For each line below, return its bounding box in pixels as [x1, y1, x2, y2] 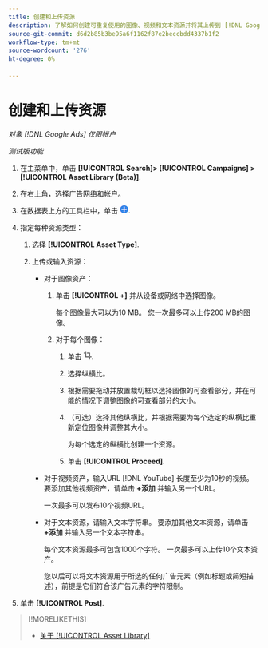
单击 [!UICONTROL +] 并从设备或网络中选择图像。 [55, 290, 221, 300]
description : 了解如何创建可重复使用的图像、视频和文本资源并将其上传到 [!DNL [8, 21, 242, 30]
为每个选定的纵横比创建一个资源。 [67, 439, 179, 449]
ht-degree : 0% [8, 55, 56, 63]
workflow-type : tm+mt [8, 38, 81, 46]
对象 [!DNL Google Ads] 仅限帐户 [8, 129, 116, 139]
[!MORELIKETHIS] [27, 614, 87, 623]
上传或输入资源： [31, 256, 89, 266]
